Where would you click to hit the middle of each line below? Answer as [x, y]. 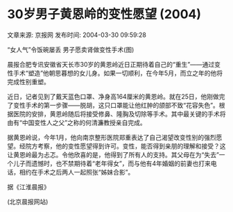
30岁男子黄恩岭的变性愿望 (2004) [104, 14]
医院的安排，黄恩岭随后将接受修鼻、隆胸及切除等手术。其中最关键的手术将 [119, 114]
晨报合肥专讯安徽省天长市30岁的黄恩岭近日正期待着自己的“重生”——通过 [111, 64]
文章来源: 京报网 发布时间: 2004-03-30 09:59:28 [77, 35]
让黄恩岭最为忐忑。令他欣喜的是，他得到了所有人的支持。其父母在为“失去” [113, 154]
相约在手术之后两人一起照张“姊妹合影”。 [77, 172]
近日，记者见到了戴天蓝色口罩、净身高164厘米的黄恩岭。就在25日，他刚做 [113, 96]
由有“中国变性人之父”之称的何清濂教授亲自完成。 [77, 122]
